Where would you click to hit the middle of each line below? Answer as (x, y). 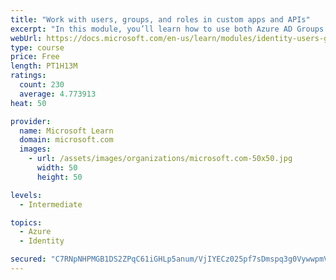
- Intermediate (51, 204)
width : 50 (57, 168)
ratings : (28, 76)
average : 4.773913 (58, 94)
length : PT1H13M (44, 66)
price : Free (35, 57)
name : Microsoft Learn (66, 131)
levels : (26, 195)
